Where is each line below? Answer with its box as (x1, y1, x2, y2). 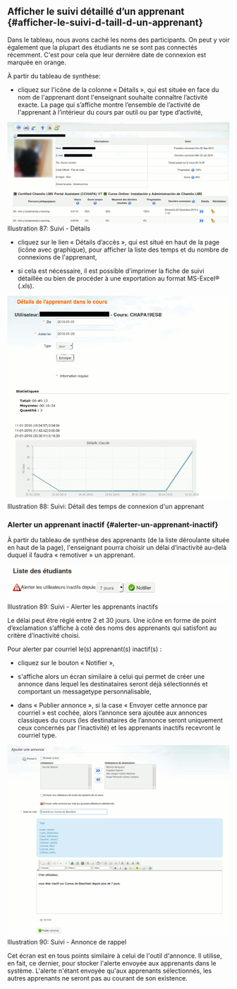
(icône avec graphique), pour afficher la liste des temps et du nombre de (17, 245, 229, 254)
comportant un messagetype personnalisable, (17, 687, 152, 696)
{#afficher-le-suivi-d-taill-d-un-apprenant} (7, 17, 203, 29)
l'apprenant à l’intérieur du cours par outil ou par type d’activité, (17, 107, 203, 116)
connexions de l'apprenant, (17, 253, 97, 262)
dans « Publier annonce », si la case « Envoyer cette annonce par (17, 701, 208, 709)
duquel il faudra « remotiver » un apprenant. (7, 551, 135, 559)
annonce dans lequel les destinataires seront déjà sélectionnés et (17, 679, 208, 688)
